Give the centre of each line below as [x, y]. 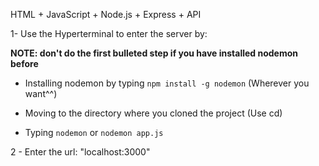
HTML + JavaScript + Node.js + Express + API [106, 14]
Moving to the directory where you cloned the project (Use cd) [153, 113]
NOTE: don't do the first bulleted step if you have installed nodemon [154, 53]
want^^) [41, 93]
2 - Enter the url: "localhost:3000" [80, 152]
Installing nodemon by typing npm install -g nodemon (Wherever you [167, 83]
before [24, 63]
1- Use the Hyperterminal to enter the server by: [109, 33]
